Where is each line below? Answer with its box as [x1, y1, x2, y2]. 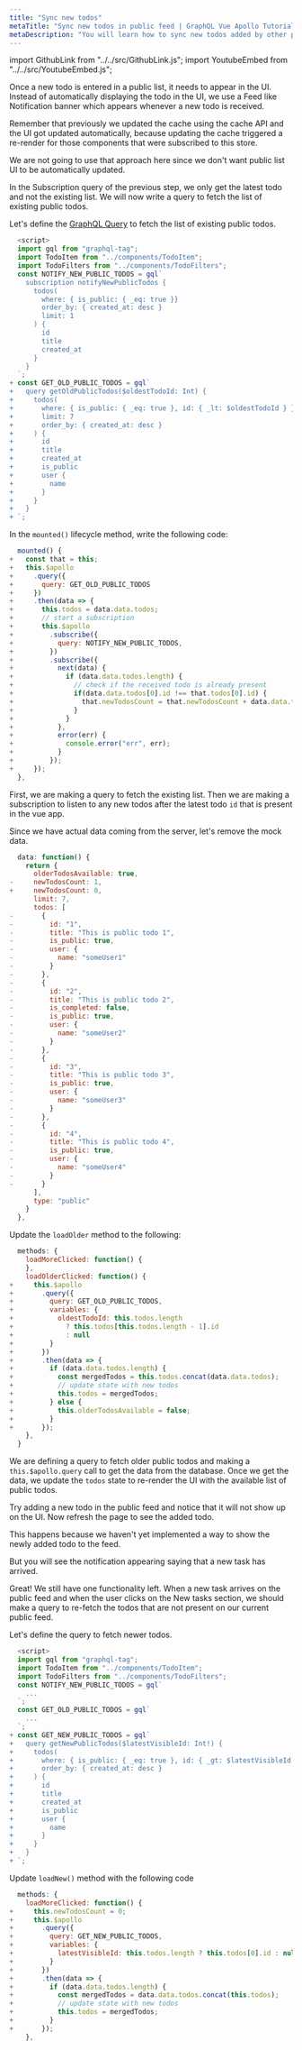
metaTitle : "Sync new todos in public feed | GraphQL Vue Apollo [9, 22, 259, 31]
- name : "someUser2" [9, 1029, 127, 1038]
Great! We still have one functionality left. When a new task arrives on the [9, 1583, 281, 1594]
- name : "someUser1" [9, 953, 127, 963]
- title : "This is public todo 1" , [9, 928, 175, 938]
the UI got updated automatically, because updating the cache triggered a [9, 128, 283, 139]
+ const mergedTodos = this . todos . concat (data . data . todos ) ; [9, 1372, 280, 1382]
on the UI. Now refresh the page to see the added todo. [9, 1512, 215, 1523]
